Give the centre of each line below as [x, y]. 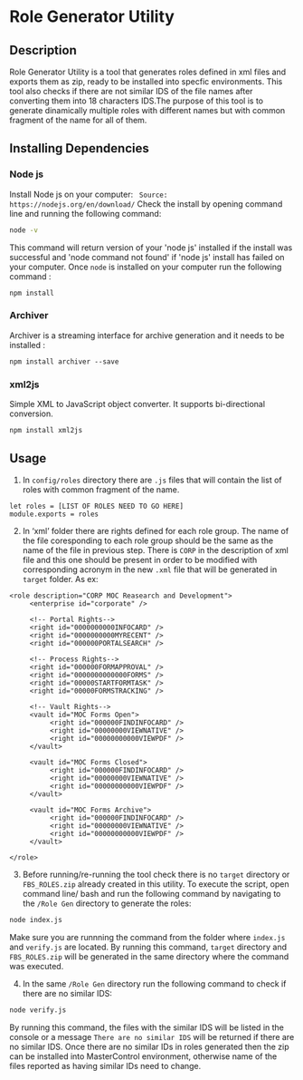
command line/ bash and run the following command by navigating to [151, 893]
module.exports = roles [54, 514]
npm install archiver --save [64, 361]
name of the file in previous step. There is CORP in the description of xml [156, 550]
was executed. [37, 966]
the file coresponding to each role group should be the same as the [148, 540]
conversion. [31, 414]
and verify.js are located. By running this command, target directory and [148, 947]
